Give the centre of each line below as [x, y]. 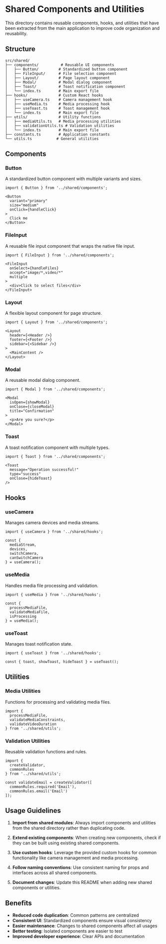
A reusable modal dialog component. [43, 380]
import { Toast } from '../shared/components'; [55, 456]
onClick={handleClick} [33, 210]
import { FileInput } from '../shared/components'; [60, 255]
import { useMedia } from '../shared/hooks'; [53, 594]
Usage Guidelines [33, 811]
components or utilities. [37, 887]
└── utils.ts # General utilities [52, 139]
